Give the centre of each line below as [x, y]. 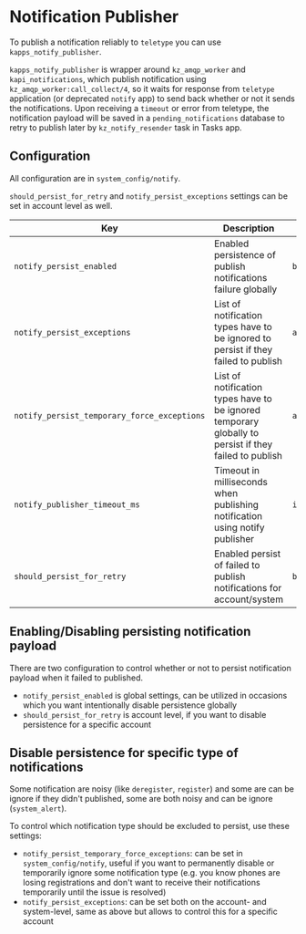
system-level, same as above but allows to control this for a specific [150, 912]
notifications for [248, 587]
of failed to [237, 565]
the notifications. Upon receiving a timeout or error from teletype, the [139, 108]
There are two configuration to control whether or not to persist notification [150, 668]
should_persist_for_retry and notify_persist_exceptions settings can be [149, 196]
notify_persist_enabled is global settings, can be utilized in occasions [155, 695]
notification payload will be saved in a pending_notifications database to [147, 118]
